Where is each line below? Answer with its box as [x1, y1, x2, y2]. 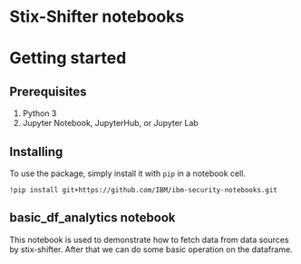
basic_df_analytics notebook [9, 210, 176, 226]
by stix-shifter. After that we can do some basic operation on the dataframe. [9, 243, 293, 255]
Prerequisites [9, 83, 87, 99]
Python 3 [22, 108, 57, 119]
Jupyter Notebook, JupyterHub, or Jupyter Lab [22, 118, 199, 129]
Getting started [9, 48, 127, 69]
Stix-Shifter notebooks [9, 6, 185, 27]
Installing [9, 143, 63, 160]
